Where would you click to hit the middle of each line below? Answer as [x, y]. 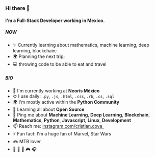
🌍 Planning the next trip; [39, 56]
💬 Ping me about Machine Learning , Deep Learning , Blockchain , [81, 115]
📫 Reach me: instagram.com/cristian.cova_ [58, 126]
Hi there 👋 [18, 8]
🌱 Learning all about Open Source [48, 109]
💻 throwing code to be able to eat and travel [59, 64]
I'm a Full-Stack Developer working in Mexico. [55, 21]
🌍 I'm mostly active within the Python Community [66, 102]
